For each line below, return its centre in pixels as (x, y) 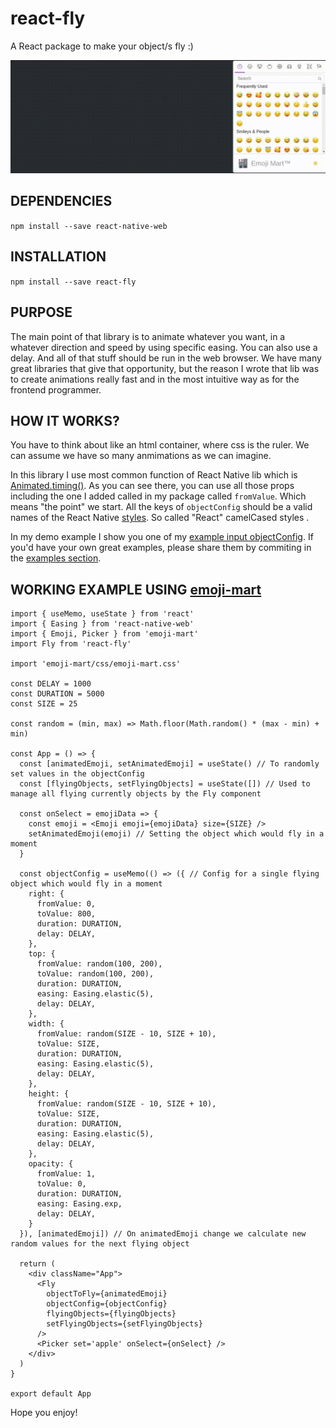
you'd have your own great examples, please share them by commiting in (161, 548)
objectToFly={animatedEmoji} (107, 1294)
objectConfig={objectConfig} (107, 1304)
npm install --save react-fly (73, 282)
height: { (49, 1094)
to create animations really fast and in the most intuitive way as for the (155, 379)
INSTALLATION (58, 257)
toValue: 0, (61, 1184)
